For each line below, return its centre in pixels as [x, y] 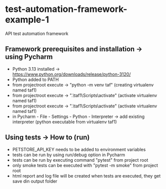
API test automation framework [37, 33]
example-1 [27, 20]
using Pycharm [29, 57]
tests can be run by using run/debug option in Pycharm [69, 155]
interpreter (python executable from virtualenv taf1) [65, 122]
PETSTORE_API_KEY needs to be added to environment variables [79, 149]
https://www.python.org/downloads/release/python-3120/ [72, 74]
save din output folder [35, 181]
